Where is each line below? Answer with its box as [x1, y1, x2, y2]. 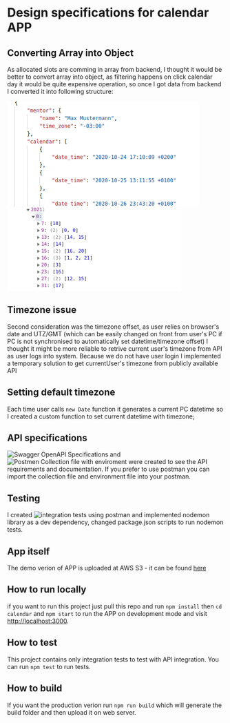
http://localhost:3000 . [7, 617, 69, 625]
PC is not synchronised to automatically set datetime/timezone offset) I [7, 337, 209, 345]
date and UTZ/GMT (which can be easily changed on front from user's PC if [7, 329, 222, 338]
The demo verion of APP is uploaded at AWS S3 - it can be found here [7, 564, 207, 572]
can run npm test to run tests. [7, 662, 91, 671]
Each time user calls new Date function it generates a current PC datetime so [7, 405, 224, 413]
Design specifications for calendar [7, 5, 209, 21]
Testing [7, 492, 41, 504]
